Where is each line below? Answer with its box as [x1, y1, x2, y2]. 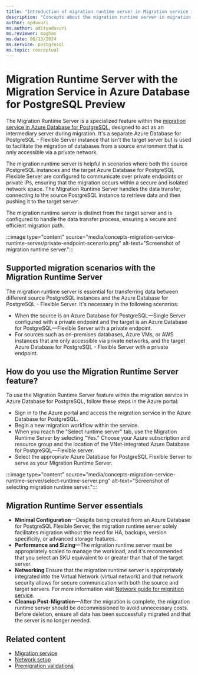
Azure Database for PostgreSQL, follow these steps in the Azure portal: [6, 398, 179, 405]
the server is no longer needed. [14, 617, 91, 624]
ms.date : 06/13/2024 [6, 36, 57, 42]
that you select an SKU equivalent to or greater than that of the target [14, 554, 183, 562]
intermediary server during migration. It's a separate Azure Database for [6, 129, 181, 137]
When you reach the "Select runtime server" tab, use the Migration [14, 428, 177, 435]
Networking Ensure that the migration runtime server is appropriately [14, 567, 183, 574]
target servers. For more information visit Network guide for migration [14, 586, 184, 593]
